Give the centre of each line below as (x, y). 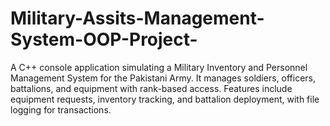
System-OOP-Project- (104, 39)
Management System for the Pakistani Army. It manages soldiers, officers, (163, 78)
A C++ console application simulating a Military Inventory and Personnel (159, 67)
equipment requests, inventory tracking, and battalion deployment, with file (165, 99)
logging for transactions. (61, 109)
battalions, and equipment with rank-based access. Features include (151, 88)
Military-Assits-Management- (137, 18)
